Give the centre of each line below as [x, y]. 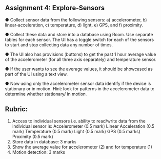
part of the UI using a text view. [37, 74]
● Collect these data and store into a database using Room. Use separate [79, 34]
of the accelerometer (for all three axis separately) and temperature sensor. [81, 59]
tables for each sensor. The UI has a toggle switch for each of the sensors [80, 40]
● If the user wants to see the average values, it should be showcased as [79, 69]
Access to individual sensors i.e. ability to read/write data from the [79, 121]
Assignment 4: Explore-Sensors [55, 8]
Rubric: [16, 109]
